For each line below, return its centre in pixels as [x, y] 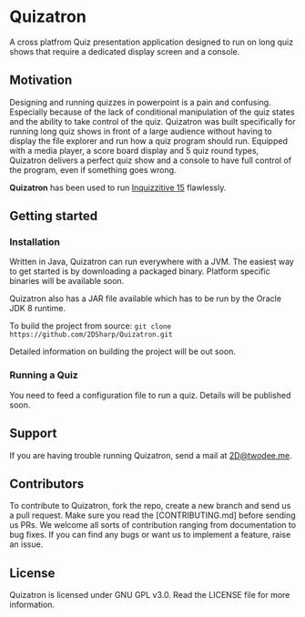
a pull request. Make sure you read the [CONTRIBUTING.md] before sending [152, 515]
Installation [35, 242]
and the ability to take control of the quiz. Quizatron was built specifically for [152, 121]
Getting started [54, 216]
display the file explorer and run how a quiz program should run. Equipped [149, 141]
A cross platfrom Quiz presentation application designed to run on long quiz [152, 42]
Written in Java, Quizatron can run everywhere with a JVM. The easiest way [152, 262]
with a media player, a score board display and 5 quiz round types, [134, 150]
